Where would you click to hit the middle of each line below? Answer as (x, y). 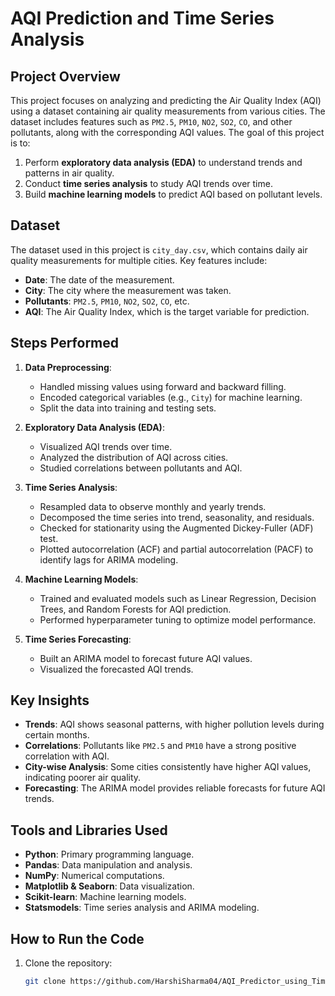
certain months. (57, 735)
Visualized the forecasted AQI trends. (116, 669)
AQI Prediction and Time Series (142, 18)
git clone (45, 982)
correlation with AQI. (67, 756)
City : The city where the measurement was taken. (128, 290)
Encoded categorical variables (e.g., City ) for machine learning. (171, 397)
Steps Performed (65, 343)
